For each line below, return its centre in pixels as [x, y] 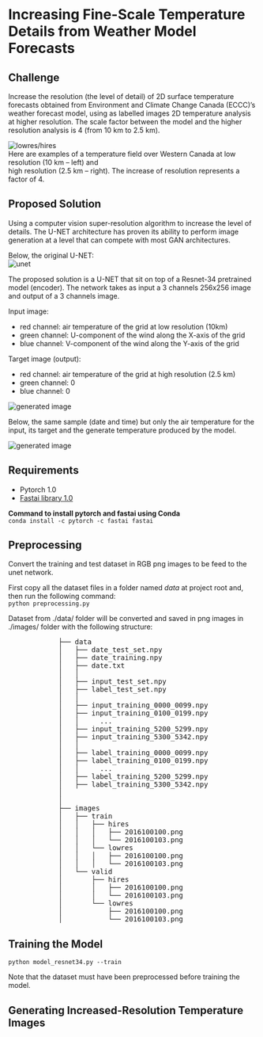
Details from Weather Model [102, 31]
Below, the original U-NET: [51, 255]
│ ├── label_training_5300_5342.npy [133, 785]
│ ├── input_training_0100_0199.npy [133, 713]
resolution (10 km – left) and [53, 162]
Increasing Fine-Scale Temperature [127, 15]
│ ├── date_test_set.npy [110, 650]
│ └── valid [85, 872]
